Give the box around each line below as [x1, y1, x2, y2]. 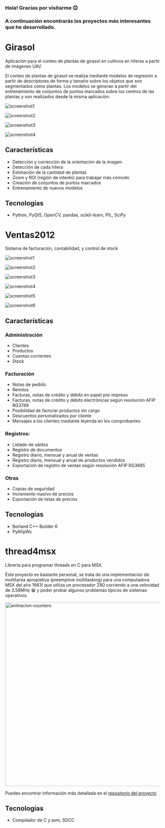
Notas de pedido [12, 382, 46, 388]
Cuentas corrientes [12, 353, 52, 359]
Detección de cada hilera [12, 164, 63, 170]
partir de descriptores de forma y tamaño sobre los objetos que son [5, 78, 142, 84]
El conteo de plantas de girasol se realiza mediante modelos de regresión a [5, 73, 157, 78]
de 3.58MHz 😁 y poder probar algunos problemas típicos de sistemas [5, 587, 147, 593]
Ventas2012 [5, 229, 55, 240]
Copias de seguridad [12, 486, 55, 492]
